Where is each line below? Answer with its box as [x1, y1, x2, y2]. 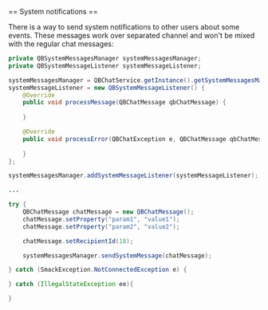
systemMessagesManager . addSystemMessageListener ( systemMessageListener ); [8, 171, 259, 180]
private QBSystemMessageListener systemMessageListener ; [8, 61, 202, 70]
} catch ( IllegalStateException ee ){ [8, 281, 134, 288]
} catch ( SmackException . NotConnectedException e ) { [8, 266, 187, 274]
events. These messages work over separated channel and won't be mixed [8, 31, 255, 40]
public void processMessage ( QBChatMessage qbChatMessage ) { [22, 99, 227, 107]
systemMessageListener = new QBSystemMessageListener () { [8, 84, 205, 92]
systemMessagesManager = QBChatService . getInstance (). [8, 76, 195, 84]
